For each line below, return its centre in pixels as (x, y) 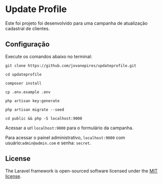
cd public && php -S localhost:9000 (44, 118)
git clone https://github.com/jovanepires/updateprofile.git (71, 66)
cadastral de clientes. (28, 28)
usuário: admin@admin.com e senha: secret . (48, 143)
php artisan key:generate (32, 101)
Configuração (28, 44)
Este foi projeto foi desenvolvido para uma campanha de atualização (76, 23)
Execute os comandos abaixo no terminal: (49, 56)
